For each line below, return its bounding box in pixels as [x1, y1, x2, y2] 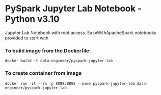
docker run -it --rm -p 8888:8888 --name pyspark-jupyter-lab [5, 81, 135, 86]
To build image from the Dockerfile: [5, 47, 91, 54]
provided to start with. [5, 35, 50, 41]
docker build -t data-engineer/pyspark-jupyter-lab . [5, 59, 118, 63]
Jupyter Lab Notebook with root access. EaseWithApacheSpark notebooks [5, 30, 157, 35]
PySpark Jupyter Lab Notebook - [5, 3, 142, 14]
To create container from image [5, 70, 82, 77]
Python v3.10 [5, 13, 60, 25]
